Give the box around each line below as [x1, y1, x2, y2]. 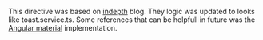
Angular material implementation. [8, 24, 118, 32]
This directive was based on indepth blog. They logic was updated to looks [8, 7, 256, 16]
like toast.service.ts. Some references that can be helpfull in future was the [8, 15, 256, 24]
